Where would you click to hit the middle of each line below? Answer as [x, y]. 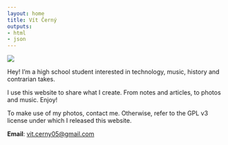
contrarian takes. [31, 79]
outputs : [20, 26]
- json [17, 39]
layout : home [26, 13]
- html [17, 33]
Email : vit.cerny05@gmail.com [51, 134]
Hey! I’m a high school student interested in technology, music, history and [113, 72]
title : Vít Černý [32, 20]
